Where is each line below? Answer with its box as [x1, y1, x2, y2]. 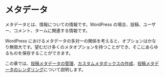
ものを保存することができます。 [9, 50, 73, 56]
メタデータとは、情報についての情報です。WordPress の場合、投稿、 [5, 21, 143, 27]
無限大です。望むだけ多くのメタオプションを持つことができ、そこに [9, 44, 145, 50]
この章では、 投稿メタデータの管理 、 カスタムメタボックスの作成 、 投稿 [5, 60, 146, 66]
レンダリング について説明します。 [18, 66, 86, 72]
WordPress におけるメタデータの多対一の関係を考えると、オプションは [5, 38, 148, 44]
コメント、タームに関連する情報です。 [13, 27, 90, 33]
